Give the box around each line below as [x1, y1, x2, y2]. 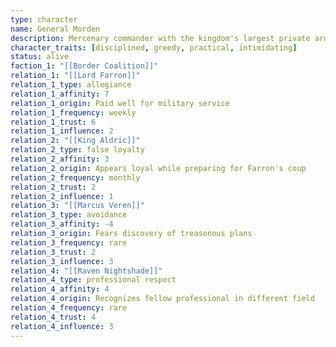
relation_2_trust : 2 [10, 182, 97, 192]
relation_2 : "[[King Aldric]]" [10, 136, 141, 146]
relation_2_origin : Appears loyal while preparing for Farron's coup [10, 163, 307, 173]
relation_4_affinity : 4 [10, 284, 110, 295]
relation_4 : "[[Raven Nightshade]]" [10, 266, 163, 276]
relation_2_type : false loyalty [10, 145, 145, 155]
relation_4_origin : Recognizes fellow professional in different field [10, 294, 315, 304]
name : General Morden [10, 24, 101, 34]
